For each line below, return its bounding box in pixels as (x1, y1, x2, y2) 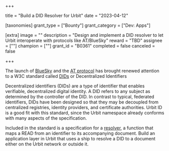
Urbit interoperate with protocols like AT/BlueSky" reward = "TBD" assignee (5, 37, 162, 43)
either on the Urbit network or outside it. (5, 141, 89, 147)
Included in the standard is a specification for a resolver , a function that (5, 125, 153, 131)
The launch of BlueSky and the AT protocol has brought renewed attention (5, 68, 160, 74)
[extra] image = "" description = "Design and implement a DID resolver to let (5, 32, 164, 38)
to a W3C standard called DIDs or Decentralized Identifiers (5, 73, 127, 79)
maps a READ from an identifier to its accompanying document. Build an (5, 130, 155, 136)
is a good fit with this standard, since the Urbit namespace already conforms (5, 110, 164, 116)
